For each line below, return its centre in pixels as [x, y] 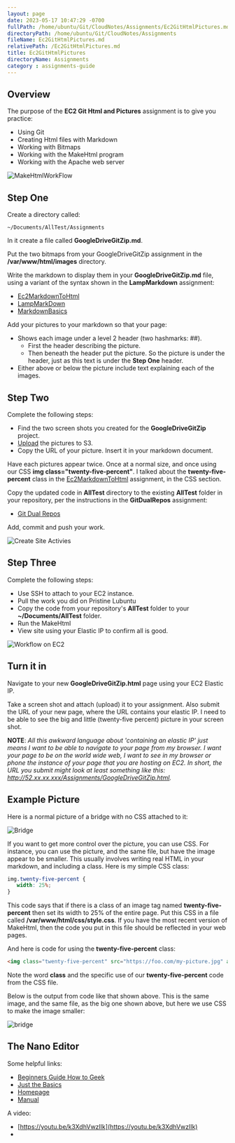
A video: [19, 1113]
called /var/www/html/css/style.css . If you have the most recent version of [117, 921]
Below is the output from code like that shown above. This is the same [108, 996]
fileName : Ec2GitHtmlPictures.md [56, 40]
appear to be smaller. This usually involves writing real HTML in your [106, 858]
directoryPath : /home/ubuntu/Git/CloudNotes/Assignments [92, 33]
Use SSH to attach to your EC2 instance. [76, 593]
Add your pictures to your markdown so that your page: [87, 325]
